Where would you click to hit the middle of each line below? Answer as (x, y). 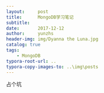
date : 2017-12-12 (35, 28)
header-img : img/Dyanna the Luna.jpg (52, 39)
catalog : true (24, 45)
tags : (13, 50)
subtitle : (18, 23)
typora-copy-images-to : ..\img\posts (52, 67)
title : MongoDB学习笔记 (40, 17)
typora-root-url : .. (31, 61)
